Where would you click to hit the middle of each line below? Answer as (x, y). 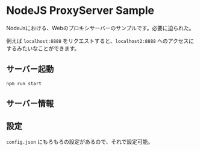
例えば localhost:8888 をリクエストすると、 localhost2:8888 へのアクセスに (100, 40)
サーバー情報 (30, 104)
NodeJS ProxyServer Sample (80, 11)
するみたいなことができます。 (43, 48)
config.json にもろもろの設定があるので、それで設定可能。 (80, 141)
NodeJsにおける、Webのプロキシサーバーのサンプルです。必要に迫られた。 (100, 28)
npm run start (24, 83)
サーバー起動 (30, 69)
